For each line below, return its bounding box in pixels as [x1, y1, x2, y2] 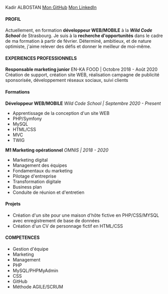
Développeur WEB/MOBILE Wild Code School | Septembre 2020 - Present [5, 100, 161, 106]
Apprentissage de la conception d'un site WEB [12, 110, 110, 116]
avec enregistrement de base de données [12, 217, 100, 223]
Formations [5, 89, 30, 95]
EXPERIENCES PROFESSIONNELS [5, 55, 77, 61]
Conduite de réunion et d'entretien [12, 189, 85, 195]
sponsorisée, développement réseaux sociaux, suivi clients [5, 77, 129, 83]
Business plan [12, 184, 42, 190]
